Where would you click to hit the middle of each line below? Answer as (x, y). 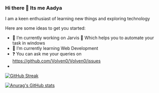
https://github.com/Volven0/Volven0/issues (56, 61)
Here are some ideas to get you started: (46, 28)
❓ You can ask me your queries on (47, 54)
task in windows (29, 43)
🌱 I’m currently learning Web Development (55, 48)
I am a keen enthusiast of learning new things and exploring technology (78, 19)
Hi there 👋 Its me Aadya (34, 8)
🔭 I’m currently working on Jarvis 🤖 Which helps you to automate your (83, 38)
